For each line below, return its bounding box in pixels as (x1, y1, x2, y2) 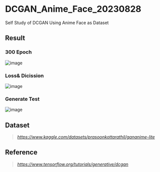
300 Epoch (5, 49, 32, 56)
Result (5, 34, 26, 42)
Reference (5, 148, 38, 157)
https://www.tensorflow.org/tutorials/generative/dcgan (17, 161, 129, 167)
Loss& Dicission (5, 72, 44, 79)
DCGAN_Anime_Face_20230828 (5, 3, 141, 15)
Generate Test (5, 95, 40, 102)
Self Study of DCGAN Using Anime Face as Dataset (5, 20, 109, 26)
